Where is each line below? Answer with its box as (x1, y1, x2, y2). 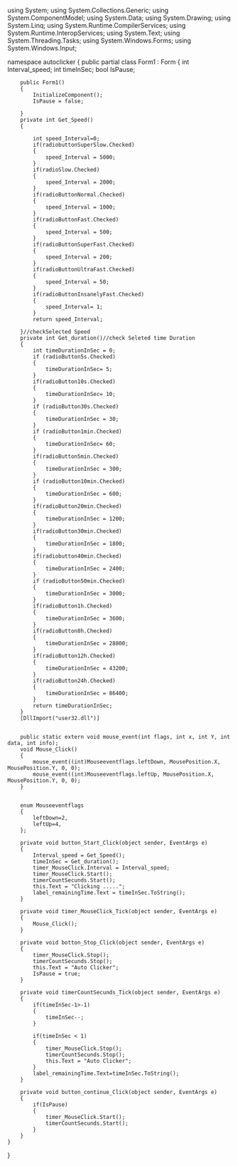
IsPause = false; (33, 98, 84, 105)
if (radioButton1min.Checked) (33, 428, 122, 435)
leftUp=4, (33, 821, 62, 828)
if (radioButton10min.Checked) (33, 478, 126, 485)
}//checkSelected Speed (20, 328, 91, 335)
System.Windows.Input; (7, 44, 77, 52)
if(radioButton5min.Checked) (33, 453, 119, 460)
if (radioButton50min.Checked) (33, 578, 126, 585)
